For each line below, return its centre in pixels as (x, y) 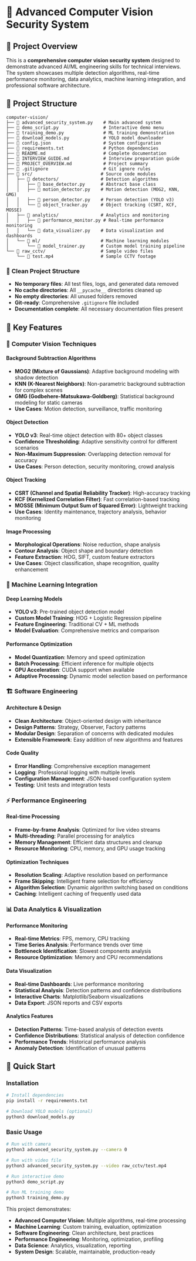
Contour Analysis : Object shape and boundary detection (84, 551)
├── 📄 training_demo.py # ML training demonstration (90, 133)
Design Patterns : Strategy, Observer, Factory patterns (80, 727)
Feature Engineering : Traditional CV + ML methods (77, 624)
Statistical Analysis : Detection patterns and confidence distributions (98, 990)
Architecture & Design (34, 708)
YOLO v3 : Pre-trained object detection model (69, 612)
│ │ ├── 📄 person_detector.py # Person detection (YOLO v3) (90, 199)
